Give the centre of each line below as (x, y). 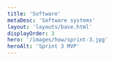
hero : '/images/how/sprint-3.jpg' (58, 40)
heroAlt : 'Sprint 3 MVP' (44, 46)
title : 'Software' (34, 14)
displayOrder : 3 (31, 33)
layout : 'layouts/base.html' (50, 27)
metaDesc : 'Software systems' (52, 20)
